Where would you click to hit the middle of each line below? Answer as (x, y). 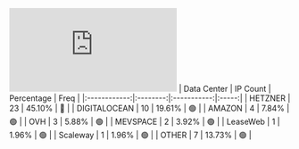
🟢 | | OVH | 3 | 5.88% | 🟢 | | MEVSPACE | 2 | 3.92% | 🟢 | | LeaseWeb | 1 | (145, 121)
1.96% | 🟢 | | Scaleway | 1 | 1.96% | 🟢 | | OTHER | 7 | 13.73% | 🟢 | (131, 135)
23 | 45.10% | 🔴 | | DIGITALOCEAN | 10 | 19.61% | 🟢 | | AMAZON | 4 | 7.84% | (149, 108)
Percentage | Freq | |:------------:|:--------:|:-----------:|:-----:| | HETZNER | (150, 98)
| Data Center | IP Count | (224, 89)
